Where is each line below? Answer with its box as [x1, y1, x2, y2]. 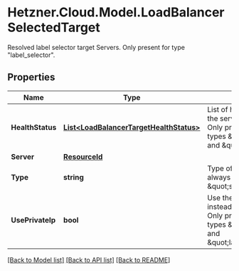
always [207, 172, 231, 182]
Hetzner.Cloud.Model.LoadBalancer [7, 4, 225, 21]
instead [207, 201, 233, 211]
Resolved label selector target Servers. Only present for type [7, 43, 185, 51]
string [63, 172, 84, 182]
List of [207, 104, 228, 114]
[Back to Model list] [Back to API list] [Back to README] [7, 255, 171, 264]
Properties [7, 71, 55, 83]
